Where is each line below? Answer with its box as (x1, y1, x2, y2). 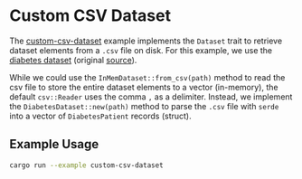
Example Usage (9, 137, 99, 152)
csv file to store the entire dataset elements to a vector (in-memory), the (9, 81, 278, 92)
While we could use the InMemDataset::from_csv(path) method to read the (9, 71, 286, 82)
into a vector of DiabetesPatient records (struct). (9, 110, 192, 121)
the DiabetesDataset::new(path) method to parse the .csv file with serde (9, 100, 279, 111)
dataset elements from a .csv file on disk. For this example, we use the (9, 44, 273, 55)
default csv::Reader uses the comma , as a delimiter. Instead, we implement (9, 91, 293, 102)
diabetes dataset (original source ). (9, 54, 137, 65)
